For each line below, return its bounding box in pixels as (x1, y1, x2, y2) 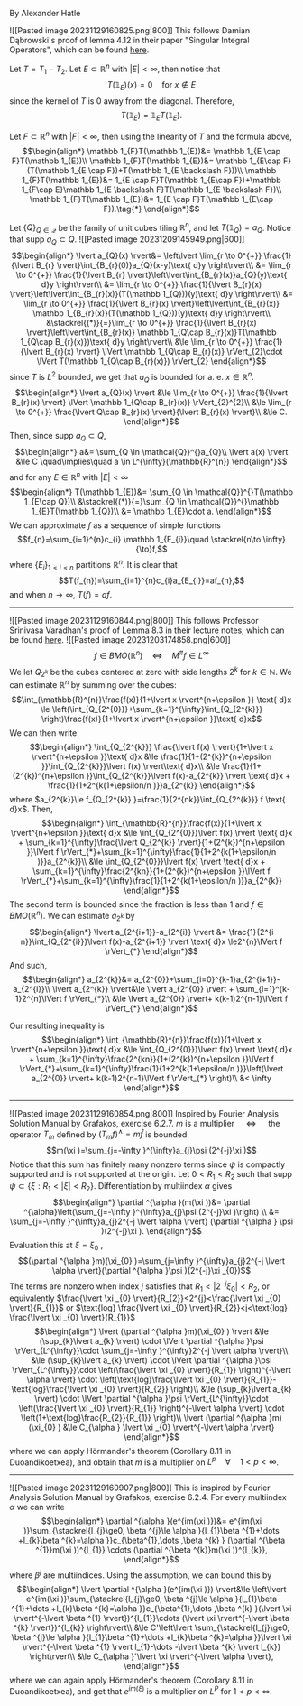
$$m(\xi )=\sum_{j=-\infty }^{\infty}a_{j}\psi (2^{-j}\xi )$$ (46, 1145, 257, 1155)
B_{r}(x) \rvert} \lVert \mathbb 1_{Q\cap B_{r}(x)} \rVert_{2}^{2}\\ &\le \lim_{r (11, 397, 292, 408)
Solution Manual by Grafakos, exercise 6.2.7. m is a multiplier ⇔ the (9, 1117, 280, 1128)
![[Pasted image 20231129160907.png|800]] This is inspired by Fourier (9, 1482, 271, 1493)
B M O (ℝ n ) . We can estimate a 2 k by (9, 909, 135, 923)
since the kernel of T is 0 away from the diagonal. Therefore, (9, 96, 234, 107)
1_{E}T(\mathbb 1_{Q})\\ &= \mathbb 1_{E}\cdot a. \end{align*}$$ (31, 505, 272, 516)
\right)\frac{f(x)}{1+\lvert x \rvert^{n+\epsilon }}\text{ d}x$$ (41, 713, 262, 725)
